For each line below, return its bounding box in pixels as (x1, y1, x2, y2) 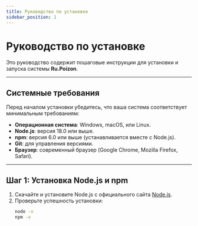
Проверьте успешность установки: (14, 197, 103, 204)
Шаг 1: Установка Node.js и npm (6, 175, 128, 185)
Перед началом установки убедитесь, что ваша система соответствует (6, 104, 187, 111)
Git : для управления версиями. (14, 140, 94, 148)
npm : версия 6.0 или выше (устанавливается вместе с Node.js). (14, 134, 176, 141)
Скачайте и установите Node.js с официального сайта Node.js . (14, 191, 173, 198)
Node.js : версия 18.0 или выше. (14, 127, 94, 135)
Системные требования (6, 88, 100, 98)
